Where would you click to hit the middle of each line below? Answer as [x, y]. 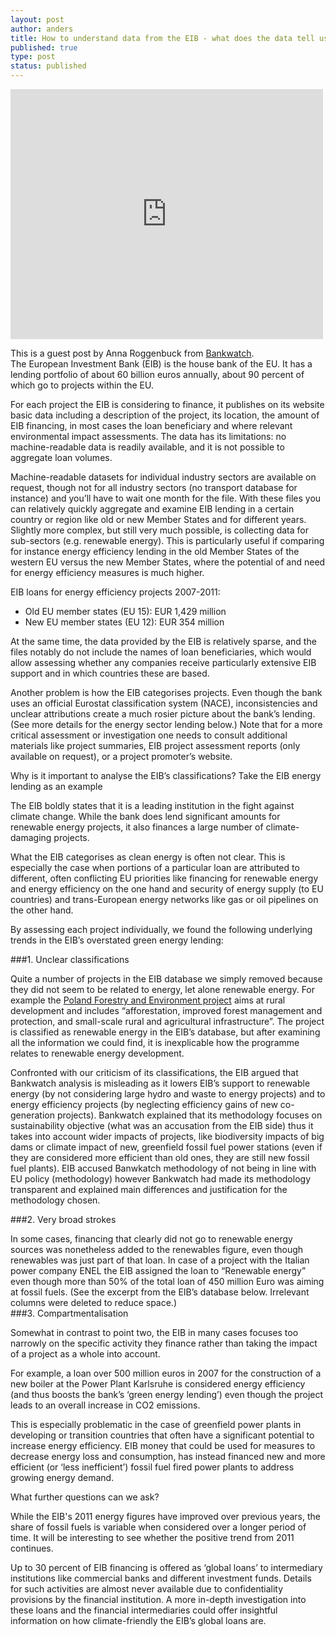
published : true [44, 47]
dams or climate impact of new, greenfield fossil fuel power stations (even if [166, 1147]
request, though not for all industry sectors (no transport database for [154, 487]
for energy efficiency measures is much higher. [107, 572]
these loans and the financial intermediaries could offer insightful [144, 1610]
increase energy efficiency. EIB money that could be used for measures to [163, 1445]
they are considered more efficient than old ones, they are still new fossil [160, 1157]
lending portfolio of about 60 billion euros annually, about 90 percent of [157, 374]
